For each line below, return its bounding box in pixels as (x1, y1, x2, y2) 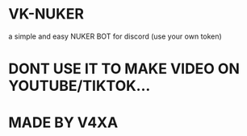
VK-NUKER (8, 5, 85, 23)
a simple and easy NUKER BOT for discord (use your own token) (8, 31, 222, 41)
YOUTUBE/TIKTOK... (8, 77, 151, 95)
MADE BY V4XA (8, 113, 119, 132)
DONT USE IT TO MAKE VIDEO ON (8, 60, 240, 78)
